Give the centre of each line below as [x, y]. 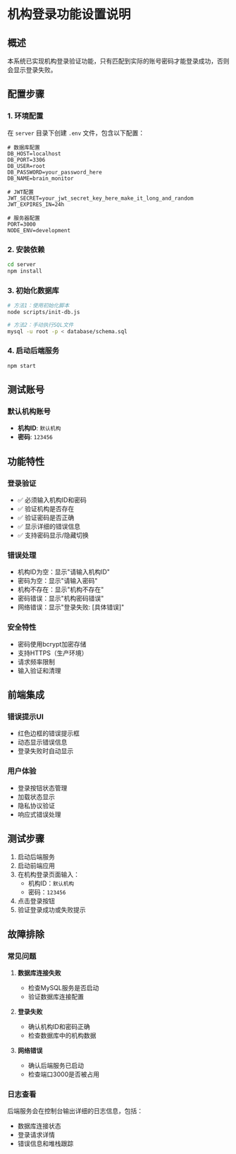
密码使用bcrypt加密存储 [52, 644]
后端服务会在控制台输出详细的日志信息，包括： [75, 1111]
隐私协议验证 [36, 805]
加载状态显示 [36, 797]
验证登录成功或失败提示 [51, 910]
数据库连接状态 [39, 1126]
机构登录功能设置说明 [69, 14]
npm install [25, 271]
